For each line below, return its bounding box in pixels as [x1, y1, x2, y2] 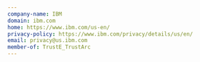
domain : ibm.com [7, 17, 56, 24]
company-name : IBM [7, 10, 62, 18]
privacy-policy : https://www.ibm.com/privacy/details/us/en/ [7, 30, 194, 38]
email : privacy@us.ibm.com [7, 37, 88, 44]
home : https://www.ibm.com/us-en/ [7, 24, 111, 31]
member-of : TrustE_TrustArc [7, 43, 91, 51]
